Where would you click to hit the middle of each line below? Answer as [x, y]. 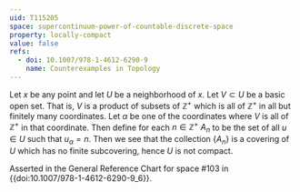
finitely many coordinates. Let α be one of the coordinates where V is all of [149, 116]
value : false [34, 43]
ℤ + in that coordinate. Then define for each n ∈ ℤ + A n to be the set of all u [148, 127]
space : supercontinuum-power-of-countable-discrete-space [121, 26]
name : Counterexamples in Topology [93, 69]
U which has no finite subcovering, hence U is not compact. [121, 150]
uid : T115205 [34, 18]
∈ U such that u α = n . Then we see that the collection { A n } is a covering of [150, 140]
